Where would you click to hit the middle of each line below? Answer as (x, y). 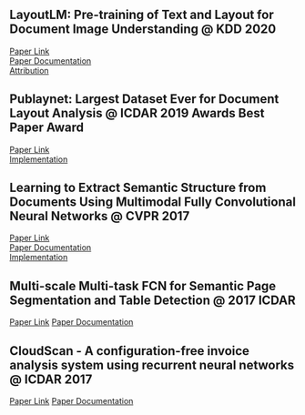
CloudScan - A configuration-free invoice (130, 351)
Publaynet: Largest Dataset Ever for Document (144, 99)
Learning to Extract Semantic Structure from (138, 188)
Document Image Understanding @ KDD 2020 (143, 30)
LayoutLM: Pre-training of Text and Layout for (142, 15)
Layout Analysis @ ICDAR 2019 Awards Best (137, 113)
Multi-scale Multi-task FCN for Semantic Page (143, 286)
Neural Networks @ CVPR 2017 (100, 216)
